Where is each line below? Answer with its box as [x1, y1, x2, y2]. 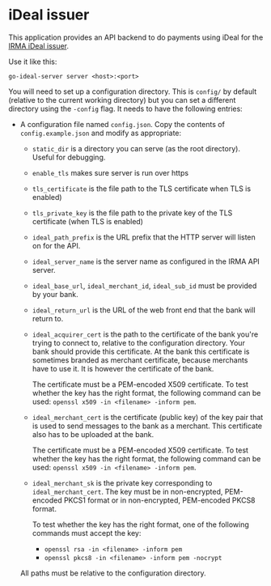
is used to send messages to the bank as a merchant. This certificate [32, 421, 263, 431]
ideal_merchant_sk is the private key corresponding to [32, 478, 213, 487]
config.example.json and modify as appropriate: [19, 128, 182, 138]
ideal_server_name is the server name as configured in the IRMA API [32, 257, 260, 266]
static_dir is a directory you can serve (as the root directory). [32, 143, 241, 153]
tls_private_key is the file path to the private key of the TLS [32, 208, 233, 218]
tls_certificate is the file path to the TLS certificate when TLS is [32, 184, 252, 193]
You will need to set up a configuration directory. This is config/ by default [8, 87, 257, 96]
